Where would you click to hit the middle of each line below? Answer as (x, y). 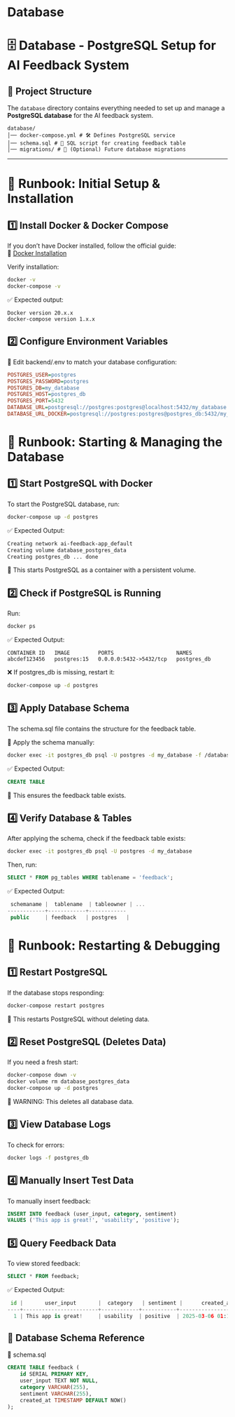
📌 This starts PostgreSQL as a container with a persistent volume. (102, 570)
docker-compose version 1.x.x (51, 319)
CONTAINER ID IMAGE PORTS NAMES (100, 653)
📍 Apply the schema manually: (51, 742)
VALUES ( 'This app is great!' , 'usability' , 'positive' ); (93, 1220)
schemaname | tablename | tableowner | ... (78, 905)
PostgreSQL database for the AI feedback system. (80, 116)
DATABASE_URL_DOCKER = (39, 414)
